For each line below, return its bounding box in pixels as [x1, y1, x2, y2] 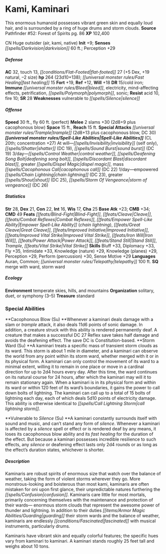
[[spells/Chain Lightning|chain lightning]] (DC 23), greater [5, 172, 123, 178]
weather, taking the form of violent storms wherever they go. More [5, 476, 141, 482]
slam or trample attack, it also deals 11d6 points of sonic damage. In [5, 322, 143, 327]
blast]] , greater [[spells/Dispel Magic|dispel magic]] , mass [5, 161, 124, 167]
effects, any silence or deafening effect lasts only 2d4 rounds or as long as [5, 442, 158, 448]
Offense [5, 106, 22, 112]
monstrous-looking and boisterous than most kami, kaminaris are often [5, 481, 149, 487]
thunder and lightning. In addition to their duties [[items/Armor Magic [5, 508, 146, 513]
